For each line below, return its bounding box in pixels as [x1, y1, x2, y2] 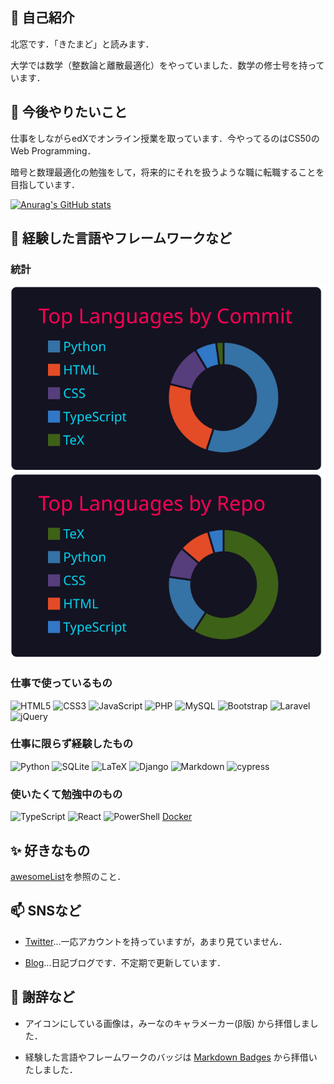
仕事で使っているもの [10, 676, 113, 690]
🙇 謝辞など [10, 989, 75, 1006]
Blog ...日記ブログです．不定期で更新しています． [24, 956, 226, 968]
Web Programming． [10, 144, 97, 157]
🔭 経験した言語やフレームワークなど [10, 230, 233, 247]
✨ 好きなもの [10, 842, 91, 859]
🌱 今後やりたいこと [10, 104, 128, 121]
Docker [161, 811, 193, 823]
